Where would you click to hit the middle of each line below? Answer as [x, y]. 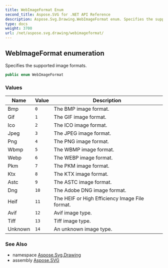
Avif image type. [73, 212]
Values [14, 87]
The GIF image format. [80, 117]
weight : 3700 [19, 29]
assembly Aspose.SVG [36, 260]
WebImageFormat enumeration [55, 53]
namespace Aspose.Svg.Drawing [47, 255]
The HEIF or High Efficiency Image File [99, 198]
